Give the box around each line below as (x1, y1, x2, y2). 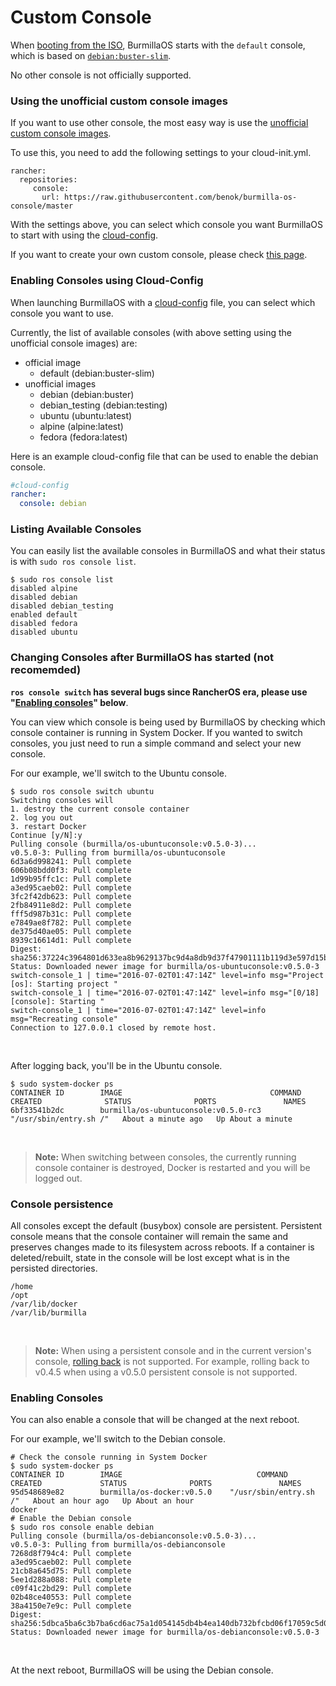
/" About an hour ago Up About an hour (10, 1496, 195, 1506)
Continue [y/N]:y (10, 830, 83, 840)
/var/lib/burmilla (10, 1308, 87, 1318)
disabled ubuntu (10, 627, 78, 638)
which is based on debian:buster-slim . (10, 49, 172, 61)
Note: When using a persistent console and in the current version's (34, 1345, 312, 1357)
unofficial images (24, 377, 97, 390)
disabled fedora (10, 619, 78, 629)
